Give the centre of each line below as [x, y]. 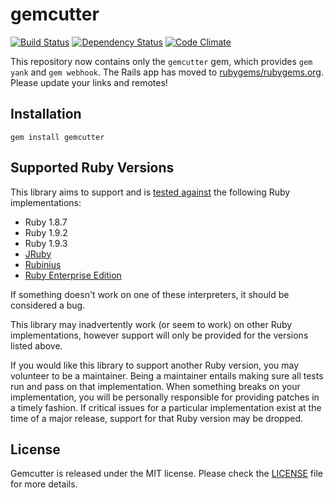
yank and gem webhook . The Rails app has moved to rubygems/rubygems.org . [167, 72]
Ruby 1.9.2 [46, 232]
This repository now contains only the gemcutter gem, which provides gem [161, 61]
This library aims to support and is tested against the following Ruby [150, 192]
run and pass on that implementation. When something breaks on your [155, 386]
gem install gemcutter [57, 137]
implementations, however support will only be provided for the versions [159, 335]
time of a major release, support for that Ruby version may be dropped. [156, 418]
